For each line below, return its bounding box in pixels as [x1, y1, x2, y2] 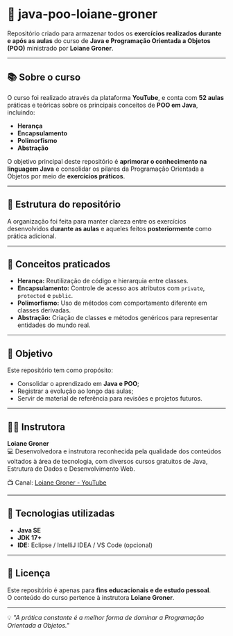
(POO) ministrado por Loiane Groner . [7, 44, 114, 52]
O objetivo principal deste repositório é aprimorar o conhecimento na [7, 157, 207, 165]
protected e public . [17, 292, 74, 300]
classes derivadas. [17, 306, 71, 315]
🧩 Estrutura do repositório [7, 199, 121, 210]
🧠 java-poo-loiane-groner [7, 6, 158, 22]
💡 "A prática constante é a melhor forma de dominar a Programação [7, 613, 205, 621]
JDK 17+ [17, 533, 42, 542]
